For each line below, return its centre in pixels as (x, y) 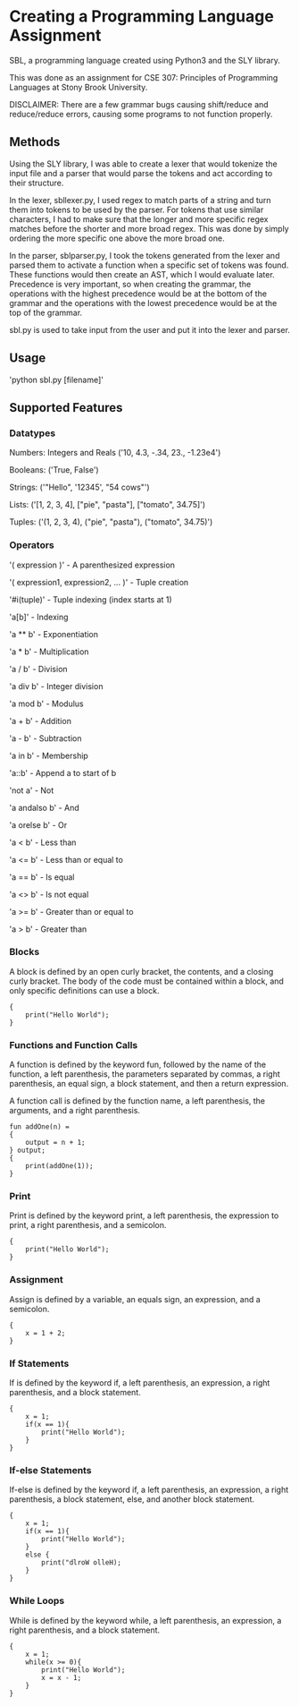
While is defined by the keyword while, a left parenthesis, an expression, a (145, 1620)
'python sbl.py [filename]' (57, 380)
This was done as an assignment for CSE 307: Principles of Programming (144, 77)
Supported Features (66, 408)
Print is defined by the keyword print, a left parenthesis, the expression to (144, 1216)
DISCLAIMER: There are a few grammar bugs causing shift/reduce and (139, 104)
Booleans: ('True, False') (54, 470)
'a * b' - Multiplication (49, 652)
